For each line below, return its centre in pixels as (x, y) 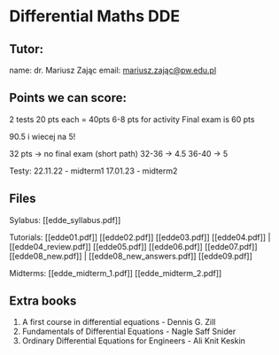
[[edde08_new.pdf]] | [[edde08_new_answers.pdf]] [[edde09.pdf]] (131, 256)
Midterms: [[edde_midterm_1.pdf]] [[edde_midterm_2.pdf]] (116, 273)
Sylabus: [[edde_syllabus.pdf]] (65, 220)
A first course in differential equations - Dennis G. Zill (119, 322)
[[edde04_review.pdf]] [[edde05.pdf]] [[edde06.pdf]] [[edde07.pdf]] (133, 246)
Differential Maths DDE (95, 16)
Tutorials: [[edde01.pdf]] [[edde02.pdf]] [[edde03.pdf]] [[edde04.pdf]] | (140, 237)
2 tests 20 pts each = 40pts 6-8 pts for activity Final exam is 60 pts (132, 119)
